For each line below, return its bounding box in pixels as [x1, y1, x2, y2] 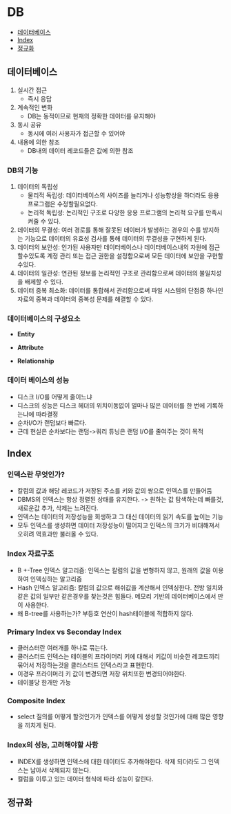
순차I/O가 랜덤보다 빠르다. [17, 418, 88, 426]
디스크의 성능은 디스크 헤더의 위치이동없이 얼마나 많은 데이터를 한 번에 [17, 401, 205, 409]
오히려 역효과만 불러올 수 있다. [17, 530, 99, 539]
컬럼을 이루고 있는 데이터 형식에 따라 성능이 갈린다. [17, 775, 154, 783]
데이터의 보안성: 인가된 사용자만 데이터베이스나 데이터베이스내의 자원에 [17, 243, 208, 251]
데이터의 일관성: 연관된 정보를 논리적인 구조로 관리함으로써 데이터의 [17, 269, 198, 278]
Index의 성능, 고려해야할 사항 [7, 740, 99, 750]
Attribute [17, 343, 44, 352]
